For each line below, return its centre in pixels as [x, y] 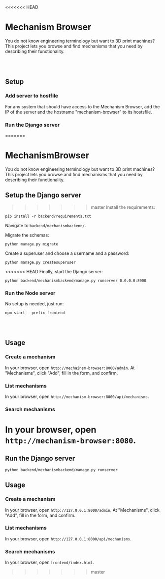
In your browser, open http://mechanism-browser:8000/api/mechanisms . [77, 396]
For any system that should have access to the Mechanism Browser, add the [82, 106]
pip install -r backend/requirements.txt [48, 216]
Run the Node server [30, 293]
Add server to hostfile [32, 96]
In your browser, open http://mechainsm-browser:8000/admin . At [70, 368]
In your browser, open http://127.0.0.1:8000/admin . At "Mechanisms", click [82, 510]
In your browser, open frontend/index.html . [49, 562]
